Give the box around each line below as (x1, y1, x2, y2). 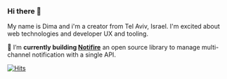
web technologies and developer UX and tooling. (7, 29, 149, 38)
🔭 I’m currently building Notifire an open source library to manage (7, 43, 200, 52)
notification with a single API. (32, 50, 116, 59)
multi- (201, 43, 219, 52)
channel (7, 50, 31, 59)
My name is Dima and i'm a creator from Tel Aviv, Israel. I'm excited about (7, 22, 220, 31)
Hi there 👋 (7, 6, 42, 16)
